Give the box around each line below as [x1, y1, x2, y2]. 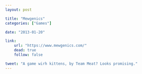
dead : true [14, 48, 36, 53]
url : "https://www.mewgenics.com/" [14, 43, 87, 48]
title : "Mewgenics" [5, 16, 45, 21]
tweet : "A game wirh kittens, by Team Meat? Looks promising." [5, 61, 138, 66]
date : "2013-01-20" [5, 30, 45, 35]
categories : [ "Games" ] [5, 21, 52, 26]
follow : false [14, 52, 43, 57]
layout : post [5, 7, 32, 12]
